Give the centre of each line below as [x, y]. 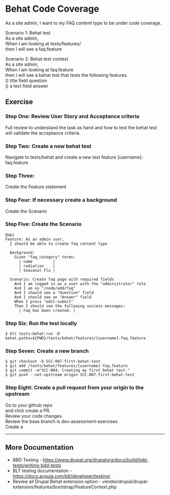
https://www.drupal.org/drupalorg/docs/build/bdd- [96, 460]
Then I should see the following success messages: [70, 306]
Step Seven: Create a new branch [47, 351]
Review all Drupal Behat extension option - [57, 481]
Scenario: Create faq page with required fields [62, 279]
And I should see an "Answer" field [53, 297]
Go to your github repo [29, 405]
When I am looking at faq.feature [39, 70]
